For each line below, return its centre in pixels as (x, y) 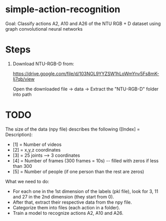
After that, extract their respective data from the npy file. (72, 202)
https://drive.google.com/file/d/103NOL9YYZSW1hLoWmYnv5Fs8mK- (86, 73)
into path (22, 94)
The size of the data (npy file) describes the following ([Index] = (72, 129)
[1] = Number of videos (37, 144)
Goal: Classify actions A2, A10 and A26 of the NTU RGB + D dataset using (83, 23)
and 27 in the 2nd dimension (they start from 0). (63, 197)
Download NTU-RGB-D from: (43, 64)
